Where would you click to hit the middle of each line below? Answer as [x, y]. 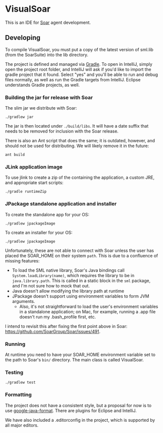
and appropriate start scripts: [34, 183]
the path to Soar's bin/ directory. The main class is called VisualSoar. [74, 359]
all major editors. [22, 425]
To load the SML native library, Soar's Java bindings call [68, 270]
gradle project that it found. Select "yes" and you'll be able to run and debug [81, 75]
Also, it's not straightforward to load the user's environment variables [89, 306]
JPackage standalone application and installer [61, 204]
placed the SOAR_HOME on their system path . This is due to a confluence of [81, 255]
